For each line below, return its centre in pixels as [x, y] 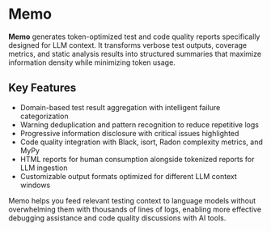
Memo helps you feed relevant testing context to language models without [132, 200]
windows [35, 185]
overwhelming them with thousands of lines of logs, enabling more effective [135, 209]
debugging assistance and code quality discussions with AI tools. [117, 218]
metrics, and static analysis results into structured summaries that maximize [135, 53]
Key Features [42, 88]
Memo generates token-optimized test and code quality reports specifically [134, 36]
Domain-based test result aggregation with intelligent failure [120, 107]
